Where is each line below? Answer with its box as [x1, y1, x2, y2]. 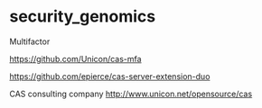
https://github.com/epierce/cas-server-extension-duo [9, 70, 211, 82]
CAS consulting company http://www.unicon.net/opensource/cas [9, 88, 253, 99]
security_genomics [9, 6, 156, 27]
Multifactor [9, 36, 51, 47]
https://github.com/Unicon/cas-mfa [9, 53, 142, 64]
